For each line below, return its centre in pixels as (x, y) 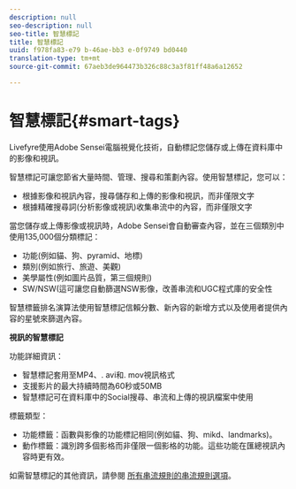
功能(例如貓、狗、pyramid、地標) (82, 255)
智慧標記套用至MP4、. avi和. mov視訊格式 (98, 374)
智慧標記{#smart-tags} (95, 121)
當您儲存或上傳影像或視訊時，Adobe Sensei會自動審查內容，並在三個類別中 (147, 225)
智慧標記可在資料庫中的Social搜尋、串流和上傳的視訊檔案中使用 (137, 397)
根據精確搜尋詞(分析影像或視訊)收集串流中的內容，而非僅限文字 (137, 206)
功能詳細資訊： (36, 355)
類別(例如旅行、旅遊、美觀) (72, 266)
